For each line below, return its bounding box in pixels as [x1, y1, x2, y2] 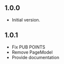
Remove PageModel [11, 49, 53, 55]
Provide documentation [11, 54, 60, 60]
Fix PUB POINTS [11, 44, 45, 50]
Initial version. [11, 17, 40, 22]
